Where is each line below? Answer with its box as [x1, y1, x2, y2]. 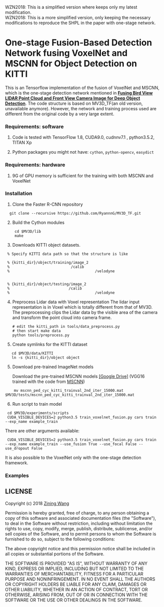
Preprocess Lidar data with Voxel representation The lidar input [12, 299, 140, 305]
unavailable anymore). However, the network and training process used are [5, 105, 157, 111]
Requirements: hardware [5, 161, 66, 168]
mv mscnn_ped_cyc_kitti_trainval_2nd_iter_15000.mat [14, 388, 124, 393]
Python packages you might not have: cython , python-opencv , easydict [12, 149, 154, 155]
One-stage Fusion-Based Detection [5, 37, 152, 48]
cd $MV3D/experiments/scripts [7, 411, 69, 415]
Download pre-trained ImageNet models [12, 364, 94, 370]
